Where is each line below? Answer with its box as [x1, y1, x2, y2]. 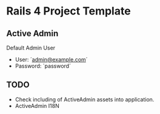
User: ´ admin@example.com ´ [15, 56, 88, 63]
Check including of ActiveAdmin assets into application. [15, 95, 155, 103]
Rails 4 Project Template [6, 4, 132, 18]
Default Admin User [6, 44, 56, 51]
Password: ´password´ [15, 62, 72, 69]
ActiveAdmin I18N [15, 102, 59, 109]
